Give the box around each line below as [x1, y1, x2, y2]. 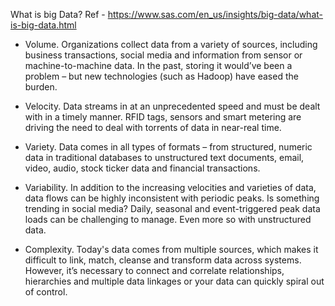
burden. [24, 81, 58, 93]
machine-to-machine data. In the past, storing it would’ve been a [24, 60, 293, 71]
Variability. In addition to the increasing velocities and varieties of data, [24, 182, 317, 193]
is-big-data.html [10, 19, 77, 31]
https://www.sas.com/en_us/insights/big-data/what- [107, 9, 324, 20]
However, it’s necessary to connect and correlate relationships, [24, 265, 285, 276]
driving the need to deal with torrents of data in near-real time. [24, 122, 282, 133]
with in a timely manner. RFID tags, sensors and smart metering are [24, 111, 302, 123]
